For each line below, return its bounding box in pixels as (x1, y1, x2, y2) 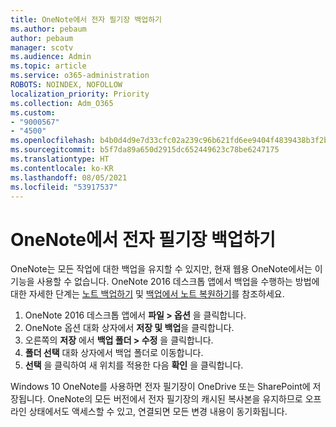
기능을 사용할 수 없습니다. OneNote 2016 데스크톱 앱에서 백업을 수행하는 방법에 (10, 276, 320, 288)
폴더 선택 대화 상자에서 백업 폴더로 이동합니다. (24, 347, 204, 359)
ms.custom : (10, 107, 56, 118)
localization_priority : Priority (10, 89, 150, 99)
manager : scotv (10, 42, 74, 53)
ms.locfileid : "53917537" (10, 182, 118, 192)
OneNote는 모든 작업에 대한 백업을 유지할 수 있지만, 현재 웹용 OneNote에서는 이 (10, 263, 323, 275)
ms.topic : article (10, 61, 87, 71)
